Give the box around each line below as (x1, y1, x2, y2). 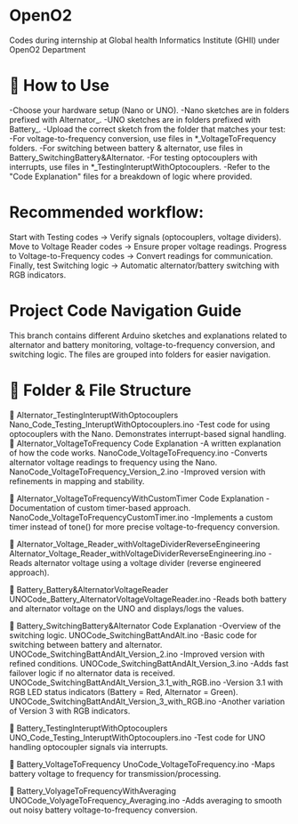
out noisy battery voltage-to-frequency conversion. (9, 804, 198, 815)
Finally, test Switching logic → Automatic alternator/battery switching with (9, 260, 280, 271)
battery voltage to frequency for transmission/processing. (9, 768, 221, 779)
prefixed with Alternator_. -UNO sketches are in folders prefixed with (9, 114, 261, 125)
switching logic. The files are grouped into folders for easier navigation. (9, 349, 271, 359)
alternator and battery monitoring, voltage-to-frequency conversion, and (9, 339, 276, 350)
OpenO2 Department (9, 44, 86, 54)
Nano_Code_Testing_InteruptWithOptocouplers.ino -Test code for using (9, 419, 270, 430)
